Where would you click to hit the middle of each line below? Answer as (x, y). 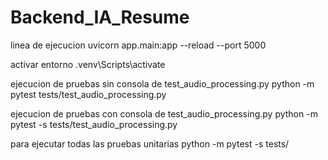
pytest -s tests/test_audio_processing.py (94, 124)
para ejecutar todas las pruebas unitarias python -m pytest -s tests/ (150, 143)
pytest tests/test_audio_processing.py (88, 94)
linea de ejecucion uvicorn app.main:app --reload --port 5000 (138, 45)
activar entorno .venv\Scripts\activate (88, 64)
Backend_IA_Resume (100, 17)
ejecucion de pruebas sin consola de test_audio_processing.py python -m (162, 83)
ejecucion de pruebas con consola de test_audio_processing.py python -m (164, 113)
